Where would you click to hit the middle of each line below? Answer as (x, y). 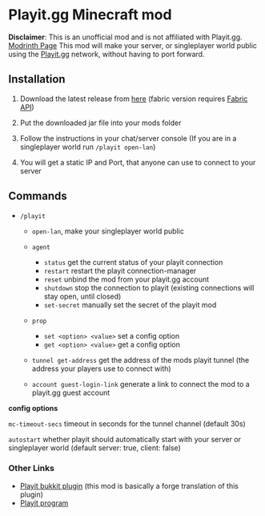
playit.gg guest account (71, 392)
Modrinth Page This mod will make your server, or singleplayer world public (133, 45)
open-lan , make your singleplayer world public (108, 231)
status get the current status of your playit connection (133, 262)
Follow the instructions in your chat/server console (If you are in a (128, 138)
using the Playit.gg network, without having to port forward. (106, 54)
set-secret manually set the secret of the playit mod (130, 305)
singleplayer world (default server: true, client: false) (95, 448)
